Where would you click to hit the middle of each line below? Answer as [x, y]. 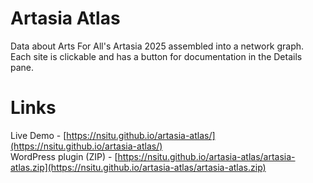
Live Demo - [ [38, 135]
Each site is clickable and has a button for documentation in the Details [156, 56]
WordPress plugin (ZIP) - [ [64, 156]
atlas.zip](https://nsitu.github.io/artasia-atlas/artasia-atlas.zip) [138, 167]
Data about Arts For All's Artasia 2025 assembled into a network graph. [157, 46]
